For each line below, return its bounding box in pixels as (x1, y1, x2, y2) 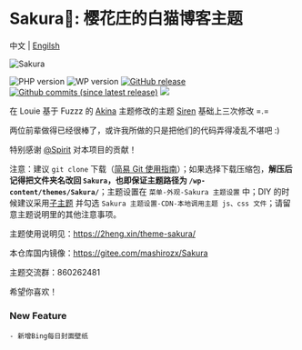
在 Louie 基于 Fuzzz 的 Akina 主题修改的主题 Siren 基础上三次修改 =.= (9, 105, 270, 116)
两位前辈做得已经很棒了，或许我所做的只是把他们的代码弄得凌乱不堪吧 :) (9, 125, 280, 135)
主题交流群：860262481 (9, 266, 101, 277)
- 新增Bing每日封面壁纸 (9, 332, 89, 341)
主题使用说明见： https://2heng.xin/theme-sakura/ (9, 228, 196, 239)
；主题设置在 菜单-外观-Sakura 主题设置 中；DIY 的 (98, 185, 282, 196)
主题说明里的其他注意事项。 (16, 208, 121, 219)
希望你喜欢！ (9, 285, 57, 296)
